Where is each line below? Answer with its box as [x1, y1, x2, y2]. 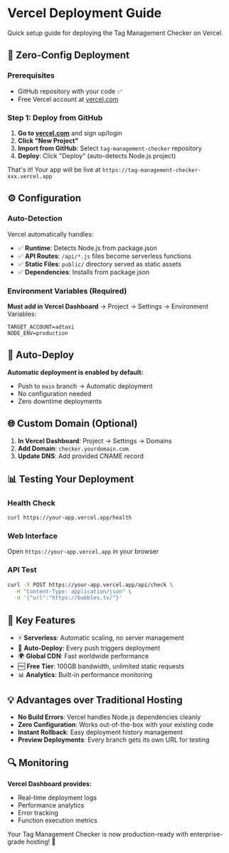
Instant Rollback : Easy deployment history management [17, 728, 183, 736]
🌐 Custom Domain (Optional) [7, 418, 138, 430]
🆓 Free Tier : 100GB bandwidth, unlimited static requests [17, 662, 185, 671]
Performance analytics [17, 800, 85, 810]
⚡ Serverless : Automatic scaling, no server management [17, 634, 185, 642]
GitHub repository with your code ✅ [17, 87, 123, 95]
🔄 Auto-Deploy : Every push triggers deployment [17, 643, 161, 653]
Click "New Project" [17, 136, 79, 145]
